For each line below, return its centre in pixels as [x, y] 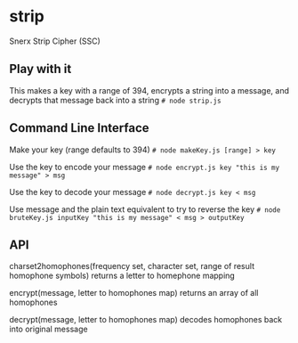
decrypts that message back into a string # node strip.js [115, 100]
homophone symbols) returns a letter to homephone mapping [122, 276]
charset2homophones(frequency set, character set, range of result [132, 266]
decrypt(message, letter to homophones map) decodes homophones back [146, 320]
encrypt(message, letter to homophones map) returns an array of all [134, 293]
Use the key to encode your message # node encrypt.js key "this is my [145, 167]
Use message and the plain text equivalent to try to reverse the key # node [145, 209]
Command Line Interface [79, 128]
